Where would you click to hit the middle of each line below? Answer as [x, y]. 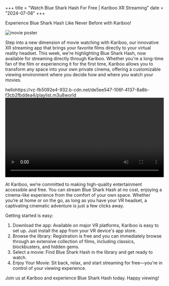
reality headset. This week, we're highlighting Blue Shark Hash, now [76, 53]
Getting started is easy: [29, 215]
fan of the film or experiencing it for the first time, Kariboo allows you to [79, 64]
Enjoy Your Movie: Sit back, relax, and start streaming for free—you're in [87, 263]
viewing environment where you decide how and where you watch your [79, 75]
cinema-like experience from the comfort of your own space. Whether [78, 195]
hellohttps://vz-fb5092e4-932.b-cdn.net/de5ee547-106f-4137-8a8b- [77, 90]
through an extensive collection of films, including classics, [74, 241]
